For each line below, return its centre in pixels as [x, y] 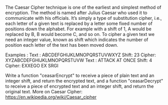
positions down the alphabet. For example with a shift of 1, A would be [78, 29]
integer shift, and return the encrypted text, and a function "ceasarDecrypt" [84, 81]
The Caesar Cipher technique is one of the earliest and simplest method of [83, 7]
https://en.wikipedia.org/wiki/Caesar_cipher [51, 97]
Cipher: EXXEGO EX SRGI [32, 66]
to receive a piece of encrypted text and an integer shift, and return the [79, 86]
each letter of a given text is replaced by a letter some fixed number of [79, 23]
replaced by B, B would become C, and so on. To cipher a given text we [80, 34]
